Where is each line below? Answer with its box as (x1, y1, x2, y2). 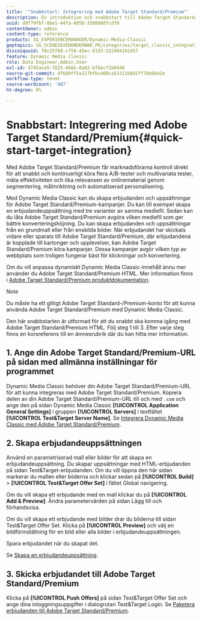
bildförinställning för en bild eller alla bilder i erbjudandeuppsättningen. (6, 528, 182, 535)
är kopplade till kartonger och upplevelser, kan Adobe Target (6, 239, 156, 246)
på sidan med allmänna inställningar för (6, 357, 158, 367)
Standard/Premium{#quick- (41, 131, 183, 145)
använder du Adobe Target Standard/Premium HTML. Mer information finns (6, 270, 194, 277)
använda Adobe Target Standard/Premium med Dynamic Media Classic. (6, 306, 184, 313)
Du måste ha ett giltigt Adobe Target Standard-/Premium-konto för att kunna (6, 299, 195, 306)
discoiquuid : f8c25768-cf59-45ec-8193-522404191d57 (6, 48, 138, 54)
